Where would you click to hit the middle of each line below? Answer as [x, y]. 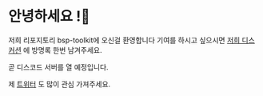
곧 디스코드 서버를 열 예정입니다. [59, 67]
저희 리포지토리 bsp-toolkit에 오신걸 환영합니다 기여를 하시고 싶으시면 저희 [124, 40]
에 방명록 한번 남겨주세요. [62, 50]
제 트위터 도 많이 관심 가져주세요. [60, 84]
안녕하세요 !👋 [49, 16]
